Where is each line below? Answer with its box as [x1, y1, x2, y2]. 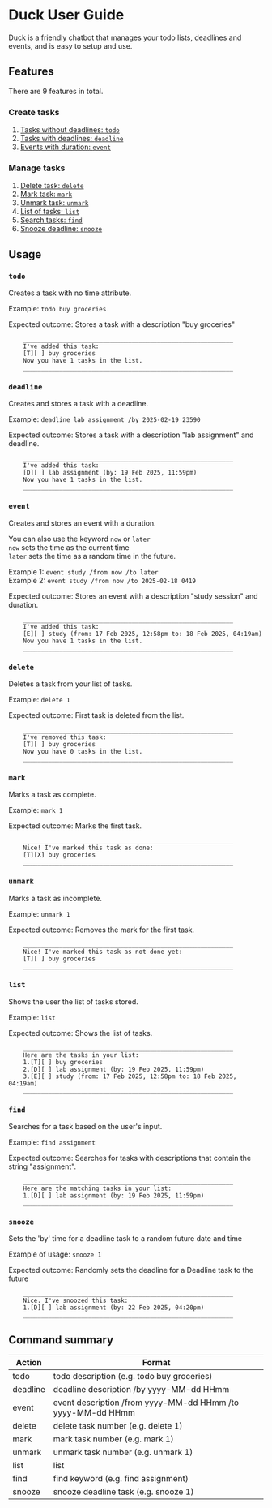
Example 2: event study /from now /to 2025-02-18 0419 [8, 575, 197, 585]
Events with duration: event [19, 142, 112, 152]
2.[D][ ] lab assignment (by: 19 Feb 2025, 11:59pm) [23, 1065, 205, 1073]
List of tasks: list [19, 207, 80, 217]
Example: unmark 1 [8, 909, 70, 918]
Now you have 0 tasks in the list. [23, 747, 143, 755]
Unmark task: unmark [19, 198, 89, 208]
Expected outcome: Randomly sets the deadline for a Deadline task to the [8, 1265, 253, 1275]
